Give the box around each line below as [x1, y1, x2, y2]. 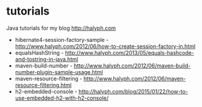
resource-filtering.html [15, 81, 72, 89]
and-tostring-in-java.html [15, 55, 79, 63]
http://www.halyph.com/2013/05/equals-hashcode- [64, 49, 194, 56]
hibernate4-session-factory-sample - [15, 36, 109, 43]
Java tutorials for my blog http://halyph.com [6, 24, 116, 32]
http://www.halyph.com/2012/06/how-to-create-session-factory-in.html [15, 43, 196, 50]
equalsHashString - [15, 49, 64, 56]
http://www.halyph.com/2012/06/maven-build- [73, 62, 191, 69]
